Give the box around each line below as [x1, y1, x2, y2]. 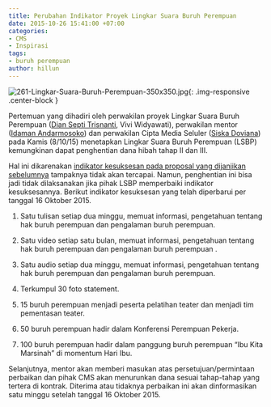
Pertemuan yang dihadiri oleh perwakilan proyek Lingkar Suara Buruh [8, 111, 240, 121]
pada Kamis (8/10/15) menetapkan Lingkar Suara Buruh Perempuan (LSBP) [8, 137, 257, 146]
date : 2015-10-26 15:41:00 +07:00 [8, 19, 125, 28]
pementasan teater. [19, 308, 85, 318]
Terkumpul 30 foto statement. [19, 284, 120, 294]
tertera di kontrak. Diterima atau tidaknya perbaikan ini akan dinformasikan [8, 381, 257, 391]
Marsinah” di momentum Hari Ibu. [19, 348, 133, 358]
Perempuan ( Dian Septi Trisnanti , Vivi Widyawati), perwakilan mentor [8, 119, 239, 129]
